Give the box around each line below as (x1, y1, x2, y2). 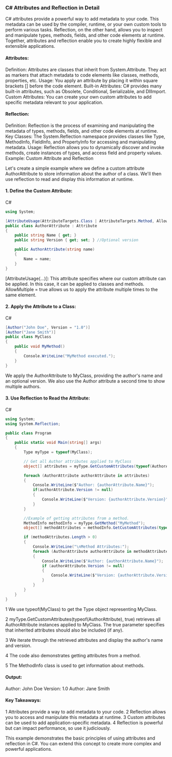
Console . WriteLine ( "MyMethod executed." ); (24, 353, 116, 358)
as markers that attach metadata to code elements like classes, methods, (5, 71, 160, 78)
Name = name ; (24, 256, 52, 261)
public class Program (5, 430, 52, 436)
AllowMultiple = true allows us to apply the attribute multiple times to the (5, 286, 158, 292)
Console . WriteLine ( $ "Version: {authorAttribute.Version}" (41, 497, 168, 502)
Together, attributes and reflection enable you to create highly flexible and (5, 38, 162, 44)
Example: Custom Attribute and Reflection (5, 155, 94, 161)
